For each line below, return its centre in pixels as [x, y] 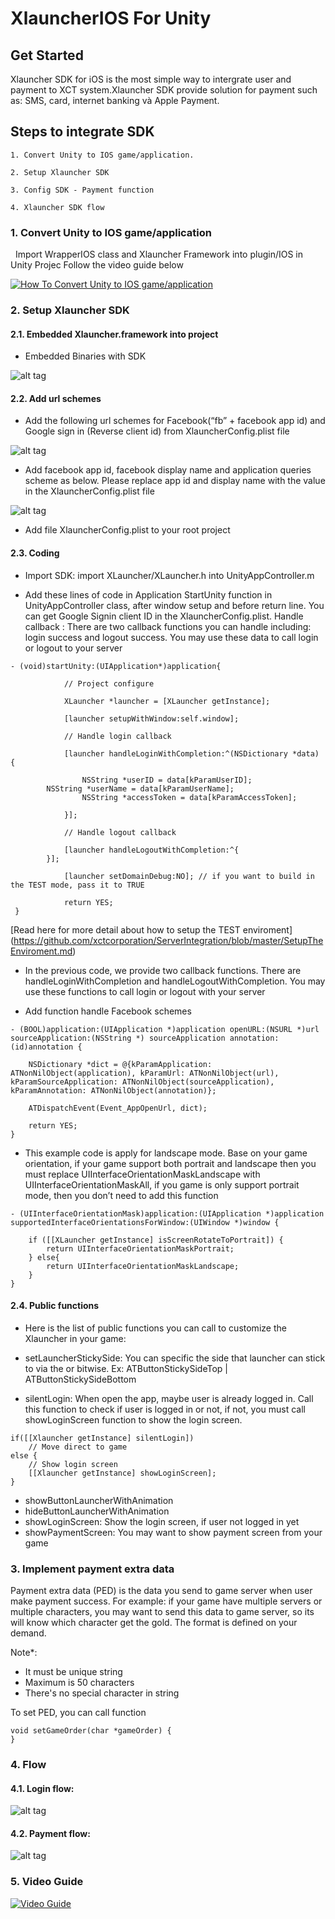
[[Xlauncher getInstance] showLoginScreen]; [122, 1473]
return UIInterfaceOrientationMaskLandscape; [143, 1266]
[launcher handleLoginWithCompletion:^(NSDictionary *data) [191, 753]
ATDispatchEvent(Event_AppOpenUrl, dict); [118, 1108]
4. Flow [28, 1765]
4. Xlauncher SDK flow [57, 207]
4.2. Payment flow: [50, 1833]
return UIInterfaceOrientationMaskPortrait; [140, 1248]
